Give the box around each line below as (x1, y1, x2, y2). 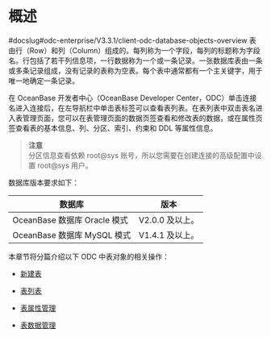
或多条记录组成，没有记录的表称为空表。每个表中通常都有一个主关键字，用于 (8, 65, 263, 75)
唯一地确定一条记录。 (8, 76, 79, 85)
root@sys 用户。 (37, 160, 93, 170)
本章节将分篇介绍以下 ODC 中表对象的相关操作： (8, 252, 169, 261)
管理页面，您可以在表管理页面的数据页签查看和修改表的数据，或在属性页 (22, 113, 263, 123)
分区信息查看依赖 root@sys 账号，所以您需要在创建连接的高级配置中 (27, 150, 256, 160)
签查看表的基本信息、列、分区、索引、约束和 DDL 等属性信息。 (8, 123, 218, 133)
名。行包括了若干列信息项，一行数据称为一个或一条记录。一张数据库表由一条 (8, 56, 263, 65)
